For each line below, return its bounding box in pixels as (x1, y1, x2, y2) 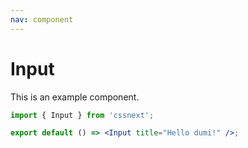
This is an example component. (10, 91, 140, 103)
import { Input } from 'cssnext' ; (10, 110, 155, 120)
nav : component (10, 14, 74, 25)
